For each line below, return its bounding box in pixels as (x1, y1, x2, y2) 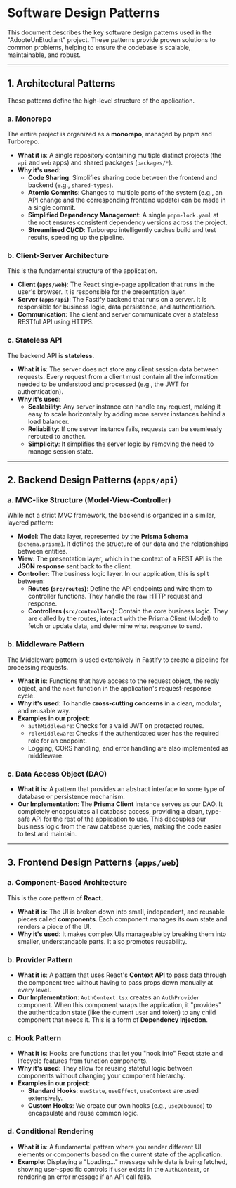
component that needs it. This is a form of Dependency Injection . (17, 1015, 209, 1024)
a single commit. (27, 203, 76, 212)
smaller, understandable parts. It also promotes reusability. (17, 937, 188, 945)
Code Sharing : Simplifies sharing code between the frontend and (27, 174, 218, 182)
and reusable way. (17, 706, 71, 715)
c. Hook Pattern (7, 1033, 62, 1042)
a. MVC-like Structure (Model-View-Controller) (7, 494, 171, 504)
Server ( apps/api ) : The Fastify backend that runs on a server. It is (17, 295, 207, 304)
